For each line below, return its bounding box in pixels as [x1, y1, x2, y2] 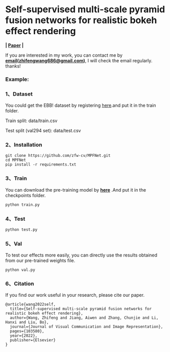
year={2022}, [10, 333, 38, 338]
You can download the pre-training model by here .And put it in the [5, 186, 147, 193]
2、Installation [5, 142, 42, 149]
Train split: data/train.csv [5, 118, 58, 124]
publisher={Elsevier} [10, 338, 56, 343]
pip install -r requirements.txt [5, 162, 77, 167]
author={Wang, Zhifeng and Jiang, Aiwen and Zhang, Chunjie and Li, [10, 315, 159, 320]
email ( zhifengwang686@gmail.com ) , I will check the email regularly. [5, 57, 153, 63]
